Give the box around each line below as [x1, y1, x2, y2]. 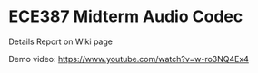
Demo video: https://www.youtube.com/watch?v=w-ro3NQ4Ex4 [8, 53, 249, 64]
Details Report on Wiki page [8, 36, 113, 47]
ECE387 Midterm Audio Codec [8, 6, 243, 27]
